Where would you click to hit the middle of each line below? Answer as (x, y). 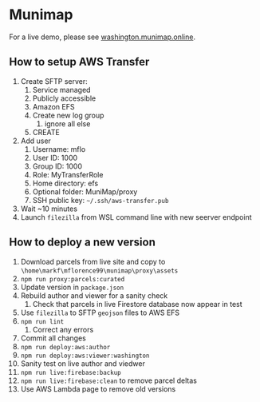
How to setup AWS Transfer (79, 62)
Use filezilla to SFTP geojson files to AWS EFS (100, 312)
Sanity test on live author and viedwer (83, 363)
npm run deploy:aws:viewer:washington (85, 356)
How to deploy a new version (83, 243)
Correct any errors (63, 329)
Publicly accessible (64, 98)
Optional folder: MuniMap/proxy (85, 191)
